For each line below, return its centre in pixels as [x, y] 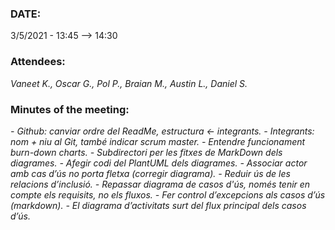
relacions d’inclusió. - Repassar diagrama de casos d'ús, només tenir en [160, 184]
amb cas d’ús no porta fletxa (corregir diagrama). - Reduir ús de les [150, 173]
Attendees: [38, 62]
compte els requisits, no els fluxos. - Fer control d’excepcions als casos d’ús [168, 194]
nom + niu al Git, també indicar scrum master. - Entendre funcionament [158, 141]
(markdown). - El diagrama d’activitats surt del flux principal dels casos [158, 205]
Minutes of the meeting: [70, 109]
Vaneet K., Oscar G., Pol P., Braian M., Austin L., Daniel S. [129, 83]
